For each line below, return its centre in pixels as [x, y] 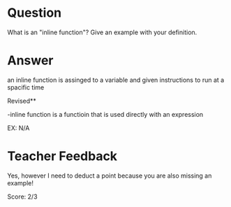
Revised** [22, 101]
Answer [30, 60]
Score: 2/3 [22, 197]
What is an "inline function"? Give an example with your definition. [102, 32]
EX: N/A [18, 128]
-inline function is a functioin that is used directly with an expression [105, 114]
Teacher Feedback [62, 156]
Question [34, 13]
